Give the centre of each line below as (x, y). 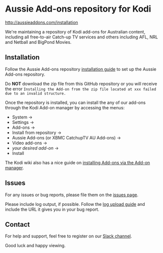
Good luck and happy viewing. (35, 246)
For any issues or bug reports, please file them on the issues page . (72, 195)
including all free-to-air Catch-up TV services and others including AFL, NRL (81, 37)
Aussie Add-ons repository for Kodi (78, 9)
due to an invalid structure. (36, 93)
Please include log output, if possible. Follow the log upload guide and (75, 204)
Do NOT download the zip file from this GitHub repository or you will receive (81, 84)
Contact (17, 224)
